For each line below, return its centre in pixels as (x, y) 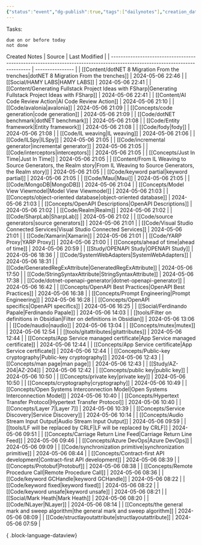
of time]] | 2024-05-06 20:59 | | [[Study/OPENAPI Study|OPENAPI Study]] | (100, 248)
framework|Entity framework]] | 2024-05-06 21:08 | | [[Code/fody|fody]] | (98, 126)
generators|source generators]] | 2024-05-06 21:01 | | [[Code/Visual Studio (100, 223)
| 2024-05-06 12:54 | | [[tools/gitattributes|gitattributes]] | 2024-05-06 (94, 331)
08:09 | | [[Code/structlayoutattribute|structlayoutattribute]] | (99, 517)
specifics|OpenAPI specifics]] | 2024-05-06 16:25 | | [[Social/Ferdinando (97, 306)
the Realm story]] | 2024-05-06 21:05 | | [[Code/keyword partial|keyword (97, 172)
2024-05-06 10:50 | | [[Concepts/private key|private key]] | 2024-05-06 (96, 376)
